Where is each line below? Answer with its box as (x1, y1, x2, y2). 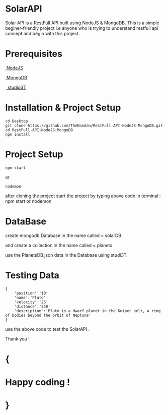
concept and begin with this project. (5, 30, 80, 36)
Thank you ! (5, 336, 30, 342)
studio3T (7, 84, 27, 90)
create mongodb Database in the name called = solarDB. (5, 232, 123, 239)
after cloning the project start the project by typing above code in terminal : (5, 193, 161, 199)
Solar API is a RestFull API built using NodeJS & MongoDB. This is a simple (5, 20, 159, 26)
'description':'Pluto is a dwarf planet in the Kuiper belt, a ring (14, 308, 161, 313)
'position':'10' (14, 290, 49, 295)
